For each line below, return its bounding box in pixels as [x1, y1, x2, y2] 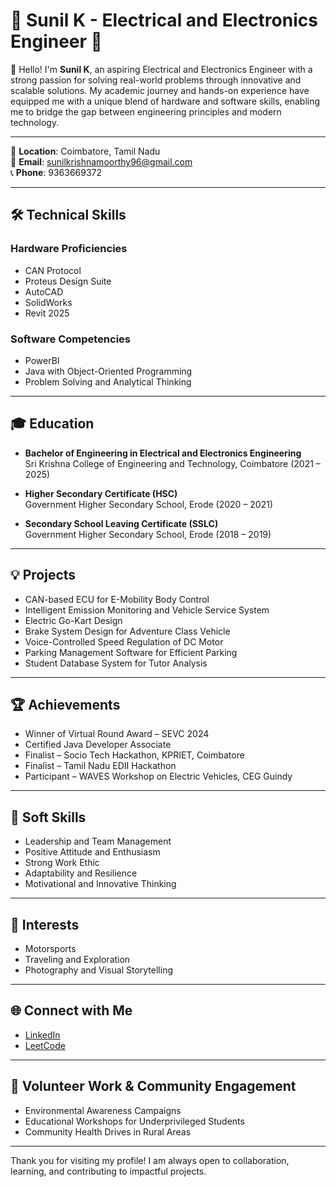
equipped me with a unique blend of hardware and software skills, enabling [10, 95, 321, 107]
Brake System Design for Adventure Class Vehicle [24, 625, 231, 637]
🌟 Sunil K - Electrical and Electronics [10, 9, 318, 32]
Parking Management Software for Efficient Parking [24, 646, 238, 658]
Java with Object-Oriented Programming [24, 365, 193, 377]
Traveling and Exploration [24, 953, 131, 965]
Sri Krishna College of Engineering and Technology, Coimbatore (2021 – [24, 457, 321, 469]
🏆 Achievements [10, 696, 121, 713]
